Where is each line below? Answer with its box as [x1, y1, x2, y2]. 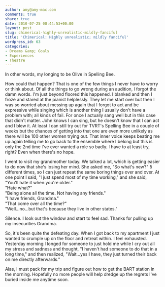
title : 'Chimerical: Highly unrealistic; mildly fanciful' [5, 35, 129, 40]
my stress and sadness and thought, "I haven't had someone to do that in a [5, 246, 158, 252]
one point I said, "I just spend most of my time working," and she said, [5, 174, 147, 180]
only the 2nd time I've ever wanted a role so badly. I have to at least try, [5, 144, 150, 150]
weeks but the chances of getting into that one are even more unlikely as [5, 128, 153, 134]
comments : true [5, 12, 36, 17]
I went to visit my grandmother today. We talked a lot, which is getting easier [5, 159, 160, 164]
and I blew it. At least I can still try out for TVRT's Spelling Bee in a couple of [5, 123, 160, 129]
